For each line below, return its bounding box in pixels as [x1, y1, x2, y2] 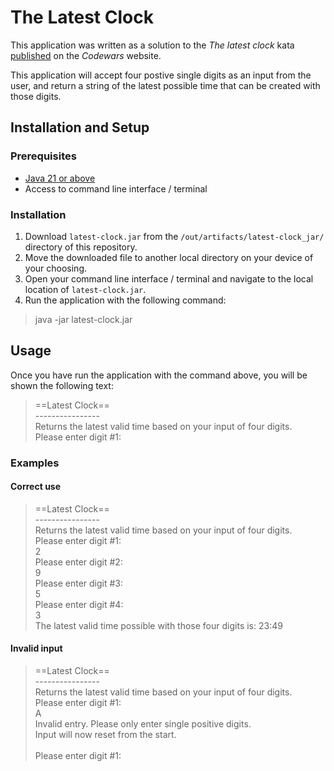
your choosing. [24, 262, 88, 274]
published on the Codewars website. [10, 49, 162, 61]
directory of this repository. [24, 241, 138, 253]
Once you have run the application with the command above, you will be [10, 369, 308, 381]
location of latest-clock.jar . [24, 283, 147, 295]
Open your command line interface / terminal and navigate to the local [24, 272, 314, 285]
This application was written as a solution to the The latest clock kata [10, 39, 295, 51]
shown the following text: [10, 379, 114, 391]
